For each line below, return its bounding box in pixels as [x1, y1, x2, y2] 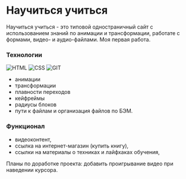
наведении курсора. [6, 166, 58, 173]
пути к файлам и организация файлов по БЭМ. [14, 108, 133, 115]
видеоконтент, [14, 136, 52, 143]
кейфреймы [14, 95, 45, 102]
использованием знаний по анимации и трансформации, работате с [6, 29, 180, 36]
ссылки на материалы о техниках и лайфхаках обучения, [14, 148, 160, 155]
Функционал [6, 123, 45, 131]
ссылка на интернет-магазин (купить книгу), [14, 142, 129, 149]
